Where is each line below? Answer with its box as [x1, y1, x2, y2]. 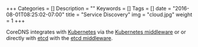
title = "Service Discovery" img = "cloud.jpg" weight [66, 11, 193, 18]
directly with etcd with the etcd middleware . [6, 35, 113, 41]
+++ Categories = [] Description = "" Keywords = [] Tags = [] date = [6, 5, 171, 12]
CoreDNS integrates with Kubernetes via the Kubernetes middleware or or [6, 28, 186, 35]
